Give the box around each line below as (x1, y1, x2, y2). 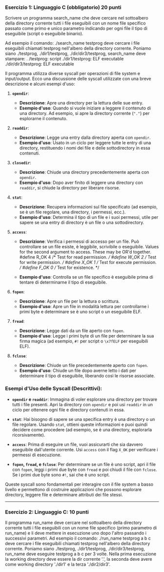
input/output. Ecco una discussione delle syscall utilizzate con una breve (5, 76, 151, 82)
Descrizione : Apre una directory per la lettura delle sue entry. (19, 100, 143, 106)
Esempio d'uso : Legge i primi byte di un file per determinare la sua (19, 333, 154, 339)
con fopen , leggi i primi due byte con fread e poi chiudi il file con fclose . (12, 467, 157, 472)
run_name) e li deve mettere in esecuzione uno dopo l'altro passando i (5, 530, 146, 536)
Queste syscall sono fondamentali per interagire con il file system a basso (5, 481, 154, 487)
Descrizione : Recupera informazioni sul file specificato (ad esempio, (19, 204, 158, 210)
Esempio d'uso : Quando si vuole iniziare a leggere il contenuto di (19, 105, 151, 111)
